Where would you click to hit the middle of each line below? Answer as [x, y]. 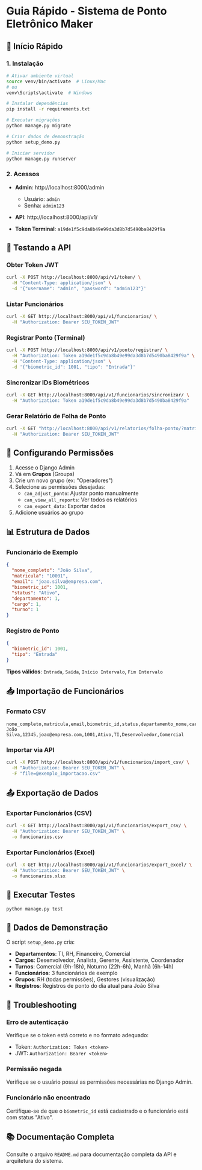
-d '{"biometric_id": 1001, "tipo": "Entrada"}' [74, 367]
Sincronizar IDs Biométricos [48, 383]
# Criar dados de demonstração [45, 136]
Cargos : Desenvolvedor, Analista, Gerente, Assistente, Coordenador [99, 960]
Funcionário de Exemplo [42, 552]
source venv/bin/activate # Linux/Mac [56, 81]
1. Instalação [25, 63]
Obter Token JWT [32, 265]
